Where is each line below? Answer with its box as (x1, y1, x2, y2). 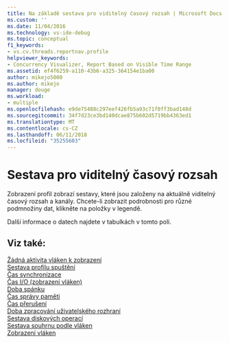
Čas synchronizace (7, 270, 62, 279)
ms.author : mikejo (7, 80, 60, 87)
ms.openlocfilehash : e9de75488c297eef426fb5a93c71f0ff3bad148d (7, 106, 192, 113)
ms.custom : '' (7, 16, 48, 23)
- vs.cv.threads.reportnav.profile (7, 49, 109, 56)
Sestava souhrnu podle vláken (7, 321, 93, 329)
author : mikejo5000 (7, 73, 63, 81)
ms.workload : (7, 93, 45, 100)
